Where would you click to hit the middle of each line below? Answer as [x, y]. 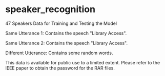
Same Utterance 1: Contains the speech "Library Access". [66, 33]
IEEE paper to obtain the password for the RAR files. [60, 68]
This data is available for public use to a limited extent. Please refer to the [83, 62]
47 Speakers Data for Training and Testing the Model [61, 23]
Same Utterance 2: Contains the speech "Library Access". [67, 43]
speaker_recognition [50, 9]
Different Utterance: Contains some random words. [59, 53]
